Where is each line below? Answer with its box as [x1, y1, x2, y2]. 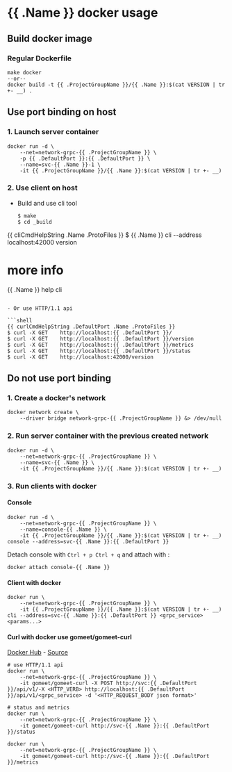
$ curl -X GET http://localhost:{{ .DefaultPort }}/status [7, 347, 191, 354]
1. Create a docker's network [7, 393, 106, 403]
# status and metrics [7, 704, 70, 712]
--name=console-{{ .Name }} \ [19, 526, 108, 533]
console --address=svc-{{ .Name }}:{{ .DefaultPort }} [7, 538, 169, 545]
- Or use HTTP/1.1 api [7, 304, 73, 312]
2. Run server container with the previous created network [7, 431, 209, 441]
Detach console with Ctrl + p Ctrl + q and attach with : [7, 550, 170, 559]
